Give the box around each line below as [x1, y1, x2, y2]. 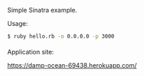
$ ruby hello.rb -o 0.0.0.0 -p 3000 [7, 33, 114, 40]
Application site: [7, 48, 54, 56]
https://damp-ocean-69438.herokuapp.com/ [7, 61, 137, 70]
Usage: [7, 20, 28, 27]
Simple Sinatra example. [7, 6, 77, 14]
